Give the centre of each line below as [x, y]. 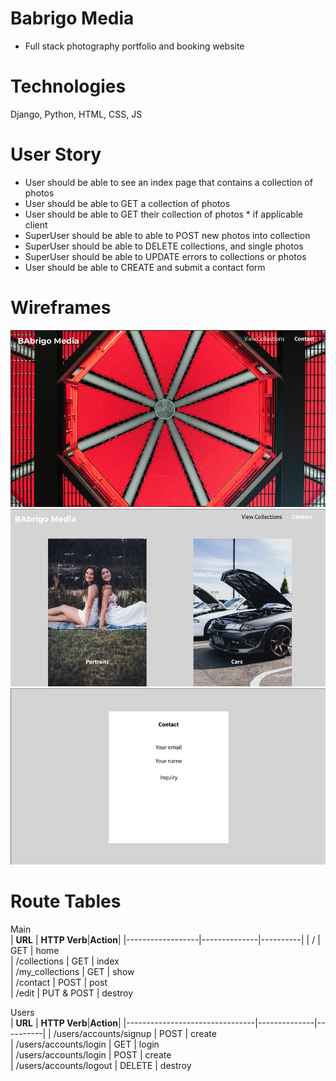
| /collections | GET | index [65, 961]
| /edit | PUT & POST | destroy [72, 993]
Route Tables [66, 901]
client [36, 224]
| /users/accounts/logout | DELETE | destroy [101, 1065]
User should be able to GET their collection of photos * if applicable [164, 214]
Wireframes [61, 308]
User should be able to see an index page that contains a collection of [168, 182]
